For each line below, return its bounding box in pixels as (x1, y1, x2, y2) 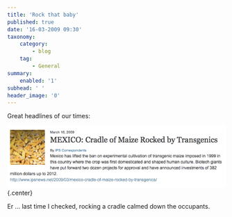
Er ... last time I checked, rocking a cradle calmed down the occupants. (7, 202, 210, 210)
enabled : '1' (19, 77, 58, 84)
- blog (32, 48, 51, 55)
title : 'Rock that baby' (7, 11, 79, 18)
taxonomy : (7, 33, 36, 40)
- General (32, 63, 60, 70)
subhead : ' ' (7, 84, 45, 92)
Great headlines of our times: (7, 112, 90, 120)
